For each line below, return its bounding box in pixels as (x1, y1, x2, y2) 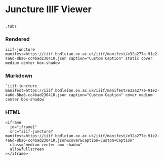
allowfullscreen (10, 147, 44, 152)
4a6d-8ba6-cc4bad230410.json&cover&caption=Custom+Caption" (5, 138, 135, 143)
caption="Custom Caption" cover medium (68, 92, 153, 98)
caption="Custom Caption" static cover (68, 56, 153, 61)
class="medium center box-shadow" (10, 142, 83, 148)
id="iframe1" (10, 124, 37, 130)
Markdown (5, 72, 32, 79)
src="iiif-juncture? (10, 129, 53, 134)
